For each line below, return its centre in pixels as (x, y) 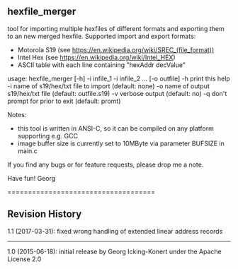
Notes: (17, 114)
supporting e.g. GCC (47, 136)
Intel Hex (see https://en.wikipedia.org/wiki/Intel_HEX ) (96, 57)
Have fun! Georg (32, 178)
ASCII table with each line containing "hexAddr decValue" (102, 65)
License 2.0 (24, 259)
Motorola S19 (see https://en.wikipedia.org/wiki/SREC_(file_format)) (116, 49)
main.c (27, 150)
